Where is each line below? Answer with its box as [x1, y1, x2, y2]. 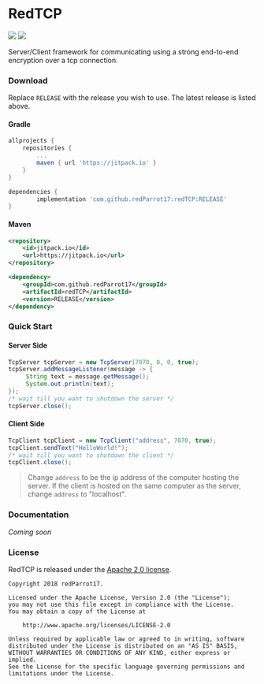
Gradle [8, 119, 32, 128]
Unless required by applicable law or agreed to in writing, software [8, 635, 245, 643]
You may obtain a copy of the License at [8, 608, 147, 615]
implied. [8, 656, 37, 664]
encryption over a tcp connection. [8, 55, 118, 65]
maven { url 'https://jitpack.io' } [36, 159, 157, 167]
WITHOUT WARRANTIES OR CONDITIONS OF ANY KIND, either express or [8, 649, 231, 656]
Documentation [8, 509, 69, 520]
